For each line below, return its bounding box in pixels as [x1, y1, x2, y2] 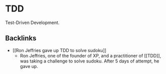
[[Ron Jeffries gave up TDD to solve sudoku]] [12, 47, 107, 53]
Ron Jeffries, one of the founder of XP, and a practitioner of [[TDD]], [20, 52, 161, 58]
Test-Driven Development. [5, 19, 60, 25]
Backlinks [5, 34, 37, 42]
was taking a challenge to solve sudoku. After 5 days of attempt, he [20, 58, 159, 64]
